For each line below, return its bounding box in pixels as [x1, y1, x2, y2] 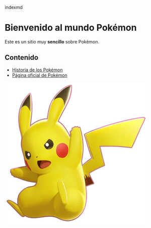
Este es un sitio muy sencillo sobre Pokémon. [5, 38, 100, 44]
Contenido [5, 53, 39, 62]
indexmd [5, 5, 23, 10]
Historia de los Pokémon [12, 67, 63, 73]
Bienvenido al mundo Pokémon [5, 22, 137, 33]
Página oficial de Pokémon [12, 72, 67, 78]
